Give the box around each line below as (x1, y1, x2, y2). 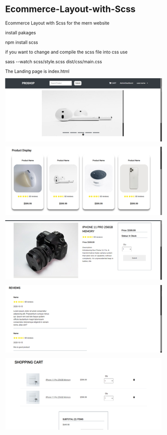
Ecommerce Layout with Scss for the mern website (5, 20, 110, 26)
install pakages (5, 29, 36, 35)
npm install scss (5, 39, 38, 45)
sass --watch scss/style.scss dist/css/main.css (5, 58, 102, 64)
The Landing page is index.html (5, 68, 70, 74)
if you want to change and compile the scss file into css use (5, 49, 128, 55)
